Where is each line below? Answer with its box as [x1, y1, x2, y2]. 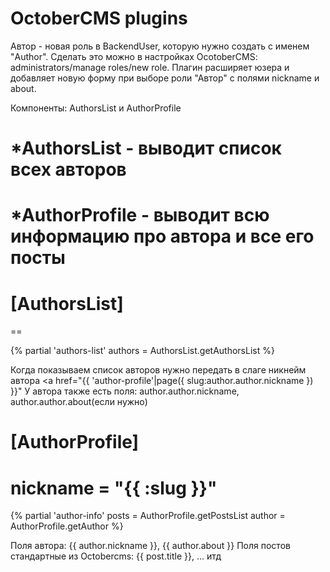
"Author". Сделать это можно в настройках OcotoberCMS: [10, 50, 258, 62]
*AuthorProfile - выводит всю [10, 204, 270, 227]
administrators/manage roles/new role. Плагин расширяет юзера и [10, 61, 290, 73]
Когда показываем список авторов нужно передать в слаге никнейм [10, 364, 307, 376]
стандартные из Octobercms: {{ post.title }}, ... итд [10, 550, 222, 562]
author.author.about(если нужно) [10, 396, 148, 408]
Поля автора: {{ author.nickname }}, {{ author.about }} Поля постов [10, 540, 291, 552]
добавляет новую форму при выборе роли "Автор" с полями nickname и [10, 72, 320, 84]
